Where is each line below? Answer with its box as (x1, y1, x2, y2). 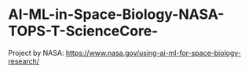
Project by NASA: (8, 48, 64, 57)
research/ (8, 57, 40, 66)
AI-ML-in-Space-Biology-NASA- (8, 5, 225, 24)
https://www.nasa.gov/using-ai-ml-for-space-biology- (65, 48, 242, 57)
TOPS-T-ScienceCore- (8, 22, 159, 40)
